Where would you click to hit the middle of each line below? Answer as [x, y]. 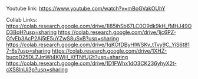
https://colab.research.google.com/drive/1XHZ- [109, 51]
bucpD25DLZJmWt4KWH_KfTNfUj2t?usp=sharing [67, 57]
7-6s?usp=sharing [29, 51]
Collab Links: [22, 20]
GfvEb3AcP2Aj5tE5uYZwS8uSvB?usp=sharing [63, 38]
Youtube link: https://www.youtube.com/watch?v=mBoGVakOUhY [86, 8]
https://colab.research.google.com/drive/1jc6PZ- [117, 32]
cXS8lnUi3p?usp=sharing [37, 69]
